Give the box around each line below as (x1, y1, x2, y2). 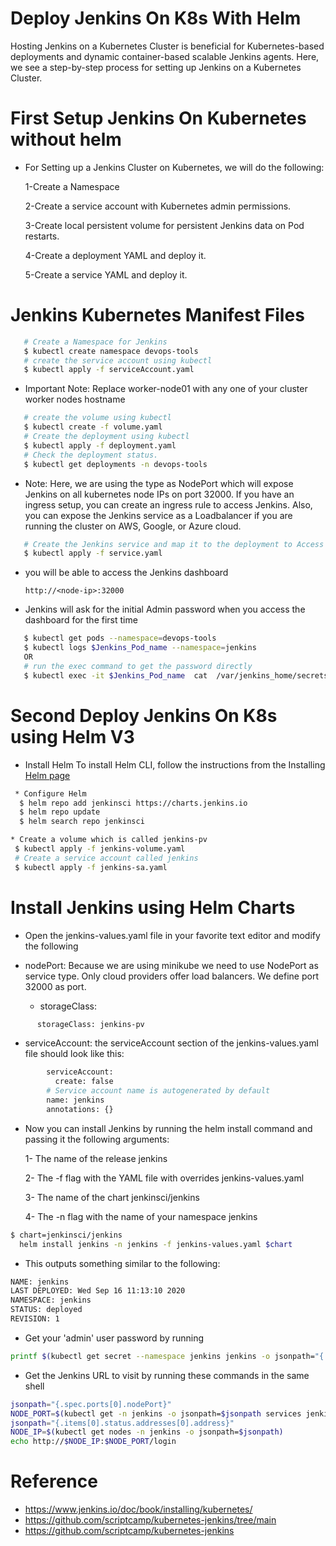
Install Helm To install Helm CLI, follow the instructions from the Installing (24, 758, 326, 771)
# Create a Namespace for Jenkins (23, 337, 168, 347)
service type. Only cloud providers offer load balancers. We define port (24, 970, 320, 982)
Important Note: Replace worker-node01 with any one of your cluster (24, 383, 308, 395)
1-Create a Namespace (24, 180, 120, 192)
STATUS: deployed (10, 1305, 83, 1315)
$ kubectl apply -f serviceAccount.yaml (23, 365, 195, 375)
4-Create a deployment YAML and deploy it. (24, 249, 207, 261)
